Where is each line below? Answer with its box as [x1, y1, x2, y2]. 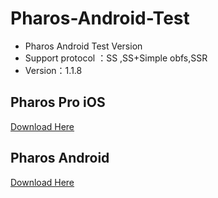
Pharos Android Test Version [24, 40, 143, 52]
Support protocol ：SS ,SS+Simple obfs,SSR [24, 52, 208, 64]
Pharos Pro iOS [10, 94, 106, 111]
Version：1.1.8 [24, 64, 83, 76]
